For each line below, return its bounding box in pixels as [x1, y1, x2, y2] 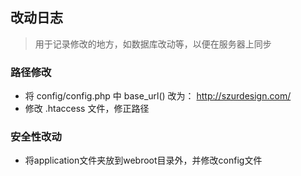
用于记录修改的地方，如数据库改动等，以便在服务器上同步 [34, 38, 272, 50]
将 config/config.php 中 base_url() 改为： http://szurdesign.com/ [24, 90, 292, 102]
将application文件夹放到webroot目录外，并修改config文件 [24, 154, 263, 167]
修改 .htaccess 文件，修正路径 [24, 103, 150, 115]
